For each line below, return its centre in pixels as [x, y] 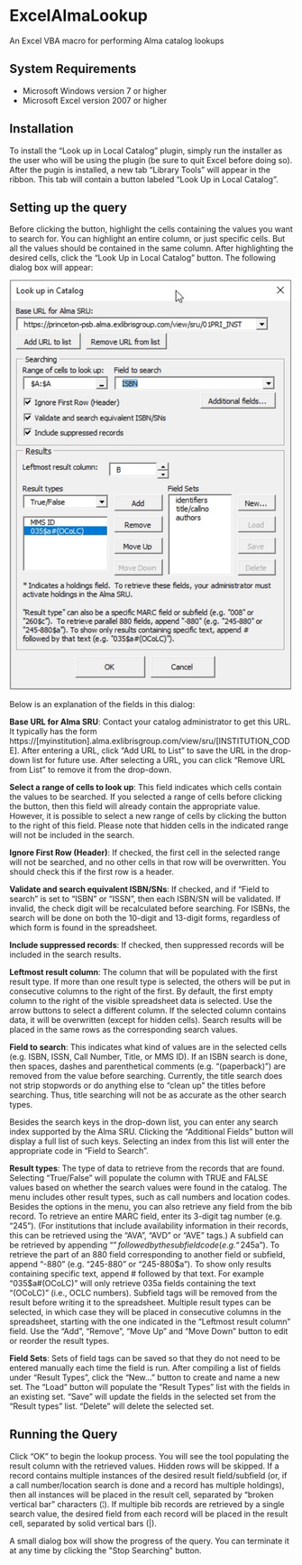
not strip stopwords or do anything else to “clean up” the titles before [137, 1086]
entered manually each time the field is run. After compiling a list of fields [145, 1368]
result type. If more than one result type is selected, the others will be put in [150, 982]
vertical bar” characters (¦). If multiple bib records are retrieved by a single [147, 1504]
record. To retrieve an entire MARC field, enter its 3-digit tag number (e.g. [146, 1216]
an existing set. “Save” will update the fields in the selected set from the [143, 1397]
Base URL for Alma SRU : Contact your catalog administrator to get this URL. [150, 722]
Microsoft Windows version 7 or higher [95, 90]
